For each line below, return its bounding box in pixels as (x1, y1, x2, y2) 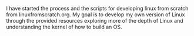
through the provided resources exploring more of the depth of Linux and (6, 17, 183, 24)
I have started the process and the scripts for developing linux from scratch (6, 5, 189, 12)
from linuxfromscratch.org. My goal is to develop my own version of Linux (6, 11, 185, 18)
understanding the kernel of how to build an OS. (6, 23, 122, 30)
